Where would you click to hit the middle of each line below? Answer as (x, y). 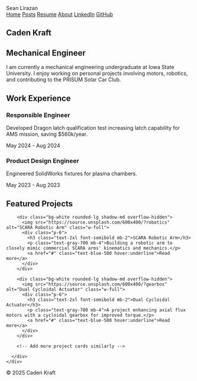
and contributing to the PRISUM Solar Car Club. (64, 80)
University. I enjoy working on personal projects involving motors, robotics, (97, 73)
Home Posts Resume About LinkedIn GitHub (60, 14)
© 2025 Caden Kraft (31, 372)
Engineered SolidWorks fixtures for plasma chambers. (72, 174)
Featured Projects (40, 204)
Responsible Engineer (38, 115)
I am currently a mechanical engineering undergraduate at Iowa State (90, 67)
